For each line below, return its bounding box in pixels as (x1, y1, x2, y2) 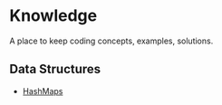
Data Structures (9, 62, 101, 77)
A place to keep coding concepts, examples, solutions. (9, 35, 214, 46)
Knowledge (9, 5, 98, 26)
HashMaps (22, 85, 63, 96)
